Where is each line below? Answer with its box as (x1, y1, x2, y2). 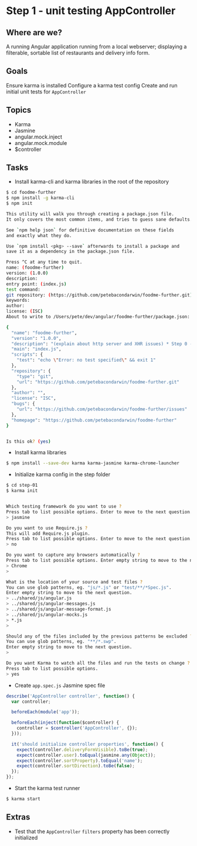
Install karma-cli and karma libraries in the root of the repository (14, 178, 169, 186)
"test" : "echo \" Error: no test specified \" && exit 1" (16, 357, 157, 363)
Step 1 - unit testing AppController (6, 4, 176, 18)
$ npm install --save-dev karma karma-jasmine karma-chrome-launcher (6, 460, 180, 466)
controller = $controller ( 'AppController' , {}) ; (16, 725, 138, 732)
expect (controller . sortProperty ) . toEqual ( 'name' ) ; (16, 757, 143, 764)
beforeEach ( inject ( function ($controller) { (11, 720, 119, 726)
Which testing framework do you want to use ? (6, 504, 122, 510)
